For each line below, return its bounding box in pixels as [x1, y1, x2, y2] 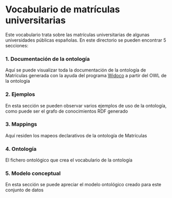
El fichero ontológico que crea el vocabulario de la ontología [5, 157, 132, 163]
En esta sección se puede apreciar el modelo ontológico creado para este [5, 182, 162, 188]
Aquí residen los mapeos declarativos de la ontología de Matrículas [5, 132, 147, 138]
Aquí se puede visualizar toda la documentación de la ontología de [5, 67, 146, 73]
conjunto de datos [5, 187, 44, 193]
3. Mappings [5, 121, 37, 128]
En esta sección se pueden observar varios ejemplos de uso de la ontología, [5, 102, 167, 109]
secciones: [5, 42, 29, 48]
